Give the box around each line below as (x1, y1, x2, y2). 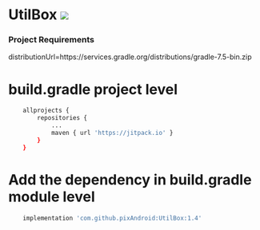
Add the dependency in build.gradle (8, 170, 252, 188)
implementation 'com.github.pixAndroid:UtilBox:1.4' (22, 214, 202, 222)
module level (8, 188, 96, 205)
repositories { (37, 114, 88, 122)
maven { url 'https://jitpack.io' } (50, 129, 174, 137)
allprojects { (22, 106, 70, 115)
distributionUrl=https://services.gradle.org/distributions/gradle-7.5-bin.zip (8, 52, 252, 61)
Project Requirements (8, 34, 94, 46)
